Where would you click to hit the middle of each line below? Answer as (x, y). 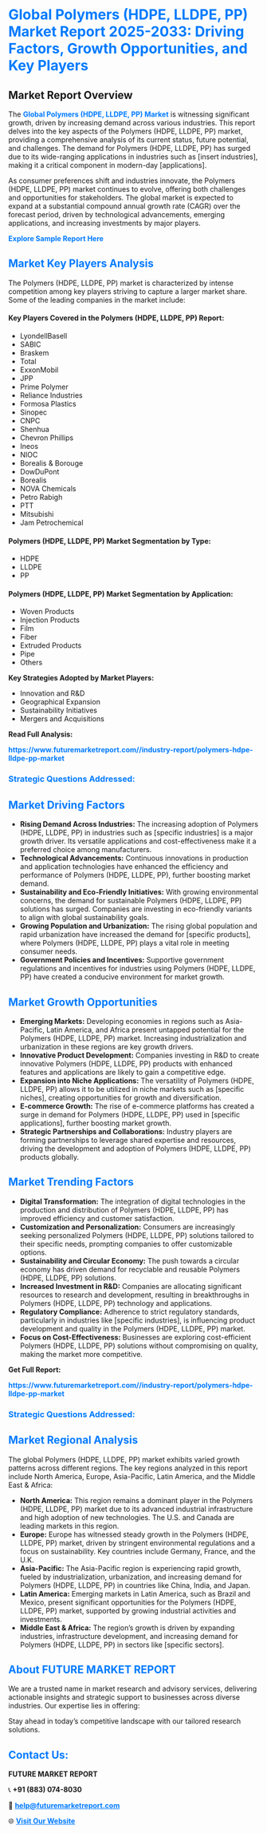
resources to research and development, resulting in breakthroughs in (134, 1295)
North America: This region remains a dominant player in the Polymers (136, 1500)
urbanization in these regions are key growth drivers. (106, 1046)
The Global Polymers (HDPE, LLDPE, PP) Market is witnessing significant (129, 114)
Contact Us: (39, 1755)
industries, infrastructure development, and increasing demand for (129, 1636)
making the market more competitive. (81, 1354)
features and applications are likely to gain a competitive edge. (123, 1072)
